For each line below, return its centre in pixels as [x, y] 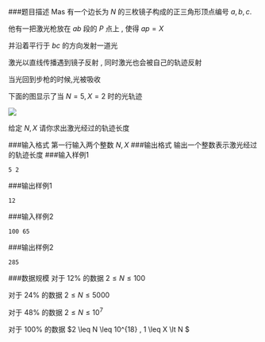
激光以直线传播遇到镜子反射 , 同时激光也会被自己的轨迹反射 [105, 62]
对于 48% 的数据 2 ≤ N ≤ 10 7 [56, 311]
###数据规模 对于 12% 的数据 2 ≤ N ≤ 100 [77, 278]
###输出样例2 [31, 247]
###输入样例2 [31, 216]
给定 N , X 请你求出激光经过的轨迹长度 [69, 128]
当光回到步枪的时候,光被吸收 [55, 79]
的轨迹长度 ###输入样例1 [49, 155]
